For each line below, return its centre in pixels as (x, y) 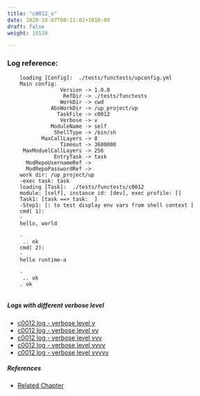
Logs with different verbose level (56, 305)
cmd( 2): (32, 248)
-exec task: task (45, 181)
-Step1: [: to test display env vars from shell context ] (107, 205)
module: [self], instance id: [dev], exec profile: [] (101, 193)
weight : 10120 (28, 33)
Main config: (39, 84)
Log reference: (33, 63)
